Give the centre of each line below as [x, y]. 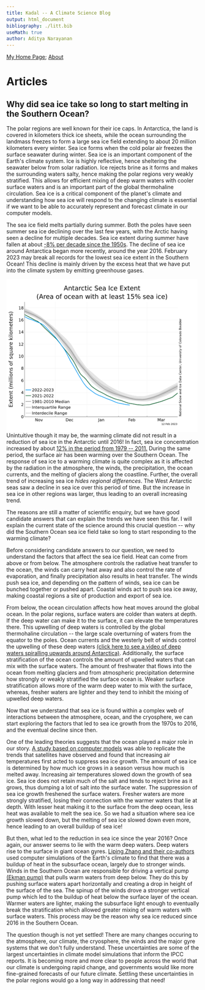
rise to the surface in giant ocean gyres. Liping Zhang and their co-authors [100, 852]
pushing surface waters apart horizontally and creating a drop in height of [99, 884]
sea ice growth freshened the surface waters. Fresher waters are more [95, 794]
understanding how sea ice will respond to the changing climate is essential [102, 200]
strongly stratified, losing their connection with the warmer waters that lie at [102, 801]
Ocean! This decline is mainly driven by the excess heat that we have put [98, 264]
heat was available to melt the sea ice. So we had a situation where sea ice [101, 814]
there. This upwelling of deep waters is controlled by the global [86, 627]
